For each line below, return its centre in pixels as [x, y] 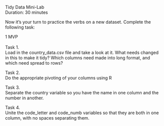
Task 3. [13, 87]
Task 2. [13, 73]
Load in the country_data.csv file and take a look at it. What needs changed [82, 52]
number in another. [25, 98]
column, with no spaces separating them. [47, 118]
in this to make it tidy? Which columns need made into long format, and [78, 58]
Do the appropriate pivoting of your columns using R [59, 78]
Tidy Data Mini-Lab [25, 7]
